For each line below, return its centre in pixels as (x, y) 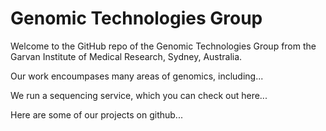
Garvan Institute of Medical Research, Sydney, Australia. (126, 56)
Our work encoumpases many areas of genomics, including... (137, 76)
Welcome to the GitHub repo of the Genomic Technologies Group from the (163, 46)
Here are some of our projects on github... (96, 114)
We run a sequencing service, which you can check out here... (139, 95)
